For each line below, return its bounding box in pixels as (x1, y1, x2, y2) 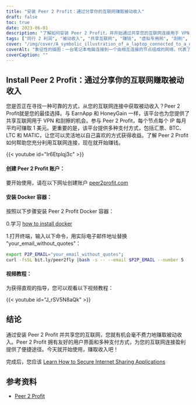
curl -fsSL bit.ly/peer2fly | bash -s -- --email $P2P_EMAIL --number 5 (6, 257, 184, 263)
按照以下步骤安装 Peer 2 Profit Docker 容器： (6, 207, 114, 214)
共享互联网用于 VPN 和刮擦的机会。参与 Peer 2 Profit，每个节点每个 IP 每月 (6, 117, 187, 124)
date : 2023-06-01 (6, 25, 48, 31)
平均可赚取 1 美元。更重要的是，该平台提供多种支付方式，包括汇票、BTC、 (6, 124, 185, 131)
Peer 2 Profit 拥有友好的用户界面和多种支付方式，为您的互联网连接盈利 (16, 338, 186, 345)
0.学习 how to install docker (6, 220, 73, 227)
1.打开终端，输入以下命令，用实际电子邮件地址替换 (6, 232, 127, 240)
